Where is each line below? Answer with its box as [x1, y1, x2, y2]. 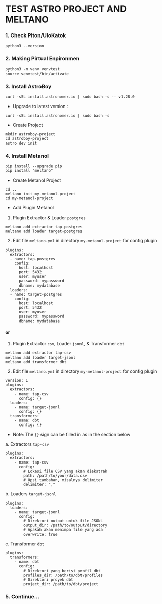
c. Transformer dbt [5, 541, 45, 547]
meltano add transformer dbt [5, 359, 67, 364]
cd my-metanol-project [5, 196, 53, 201]
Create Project [12, 122, 43, 128]
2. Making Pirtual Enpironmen [5, 55, 80, 62]
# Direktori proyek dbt [23, 577, 73, 582]
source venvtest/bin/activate [5, 71, 69, 76]
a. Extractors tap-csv [5, 441, 49, 447]
